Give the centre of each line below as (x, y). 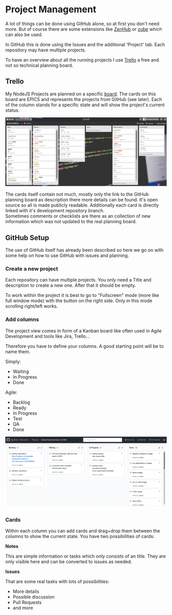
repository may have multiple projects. (46, 50)
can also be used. (24, 34)
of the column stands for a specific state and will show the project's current (85, 105)
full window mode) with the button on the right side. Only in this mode (79, 301)
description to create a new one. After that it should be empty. (71, 285)
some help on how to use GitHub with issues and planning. (67, 255)
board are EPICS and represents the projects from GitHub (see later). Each (84, 99)
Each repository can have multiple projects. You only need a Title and (79, 280)
